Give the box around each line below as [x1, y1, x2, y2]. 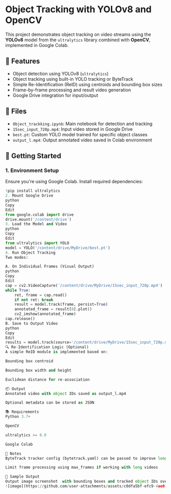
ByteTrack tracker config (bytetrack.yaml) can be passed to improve [5, 456, 156, 461]
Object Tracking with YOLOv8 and [5, 4, 152, 15]
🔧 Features [5, 57, 40, 66]
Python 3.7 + [5, 414, 31, 419]
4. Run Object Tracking [5, 250, 56, 255]
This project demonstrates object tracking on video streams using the [5, 31, 151, 37]
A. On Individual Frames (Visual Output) [5, 264, 95, 269]
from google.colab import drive [5, 212, 74, 217]
